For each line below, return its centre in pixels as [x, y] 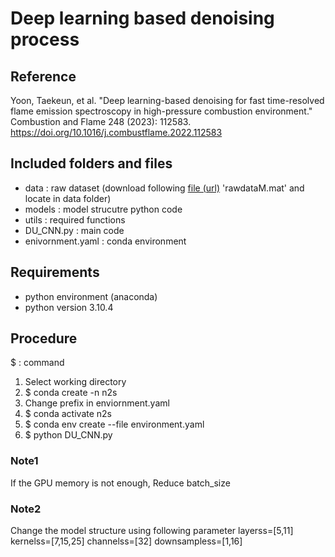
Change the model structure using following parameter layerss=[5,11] [152, 531]
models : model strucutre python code [103, 209]
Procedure [44, 338]
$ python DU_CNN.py [68, 435]
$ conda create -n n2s [71, 393]
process [45, 39]
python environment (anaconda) [91, 296]
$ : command [37, 363]
